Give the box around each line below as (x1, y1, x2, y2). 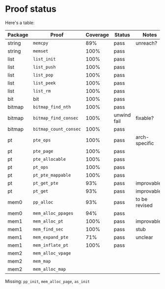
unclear (136, 233, 153, 240)
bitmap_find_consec (33, 115, 79, 121)
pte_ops (33, 137, 51, 143)
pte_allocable (33, 156, 66, 162)
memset (33, 48, 49, 54)
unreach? (136, 39, 158, 46)
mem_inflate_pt (33, 242, 69, 248)
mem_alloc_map (33, 266, 66, 272)
